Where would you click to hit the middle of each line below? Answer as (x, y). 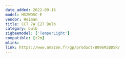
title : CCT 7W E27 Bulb (31, 24)
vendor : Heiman (22, 19)
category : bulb (22, 29)
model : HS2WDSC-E (24, 15)
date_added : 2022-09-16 (31, 10)
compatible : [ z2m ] (25, 38)
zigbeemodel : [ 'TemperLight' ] (38, 33)
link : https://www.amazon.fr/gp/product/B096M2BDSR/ (63, 47)
